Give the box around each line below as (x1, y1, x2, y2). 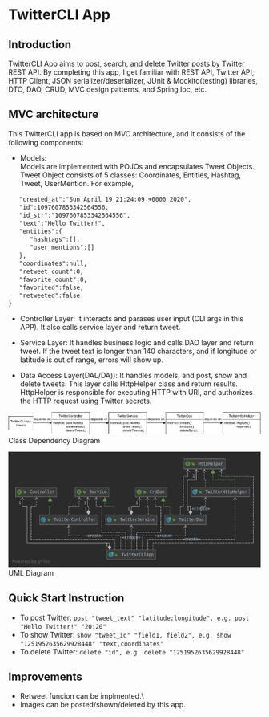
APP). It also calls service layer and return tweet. (19, 322, 181, 332)
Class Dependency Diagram (8, 436, 101, 446)
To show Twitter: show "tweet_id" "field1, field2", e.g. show (19, 629, 231, 639)
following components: (8, 137, 84, 147)
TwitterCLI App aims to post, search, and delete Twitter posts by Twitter (8, 59, 245, 68)
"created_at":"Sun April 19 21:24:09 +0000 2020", (18, 195, 192, 203)
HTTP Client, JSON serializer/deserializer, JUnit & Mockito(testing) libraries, (8, 76, 259, 85)
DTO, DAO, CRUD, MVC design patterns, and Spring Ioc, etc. (8, 84, 207, 94)
